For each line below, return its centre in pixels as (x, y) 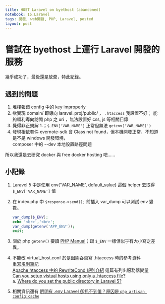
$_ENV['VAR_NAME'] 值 (34, 191)
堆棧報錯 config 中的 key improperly (49, 107)
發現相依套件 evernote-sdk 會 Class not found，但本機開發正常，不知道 (85, 132)
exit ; (18, 231)
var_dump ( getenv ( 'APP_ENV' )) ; (44, 227)
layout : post (19, 24)
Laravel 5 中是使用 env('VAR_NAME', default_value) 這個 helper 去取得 (83, 185)
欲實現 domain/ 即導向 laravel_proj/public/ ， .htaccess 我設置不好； (82, 113)
